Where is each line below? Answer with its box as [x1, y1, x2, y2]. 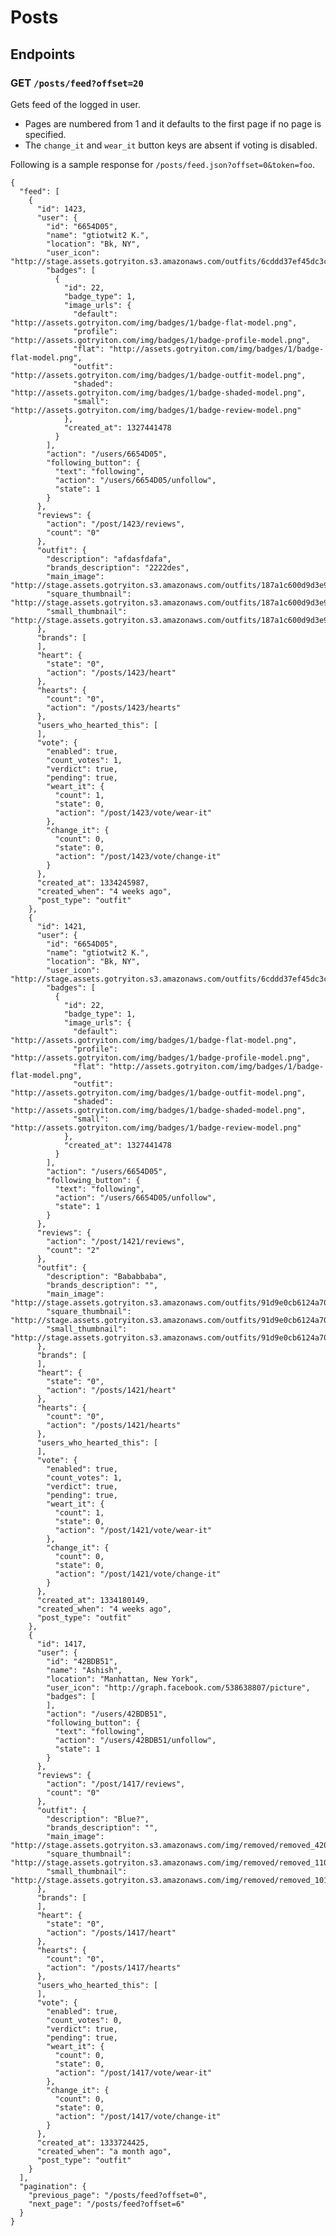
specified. [24, 128, 67, 140]
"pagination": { [19, 2181, 87, 2191]
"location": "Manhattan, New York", [46, 1674, 199, 1684]
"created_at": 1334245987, [36, 877, 150, 888]
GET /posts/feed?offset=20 [10, 76, 144, 90]
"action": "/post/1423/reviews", [46, 519, 186, 529]
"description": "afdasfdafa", [46, 554, 172, 564]
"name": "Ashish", [46, 1665, 123, 1675]
